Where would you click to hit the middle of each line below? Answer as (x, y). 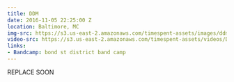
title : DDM (23, 14)
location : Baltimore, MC (43, 26)
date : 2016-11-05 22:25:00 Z (49, 20)
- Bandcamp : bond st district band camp (67, 53)
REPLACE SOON (31, 72)
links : (17, 46)
